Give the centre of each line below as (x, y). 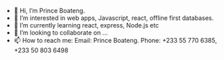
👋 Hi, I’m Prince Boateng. (49, 11)
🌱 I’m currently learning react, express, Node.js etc (86, 25)
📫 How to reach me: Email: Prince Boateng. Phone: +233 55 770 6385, (115, 40)
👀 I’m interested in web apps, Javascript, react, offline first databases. (114, 18)
